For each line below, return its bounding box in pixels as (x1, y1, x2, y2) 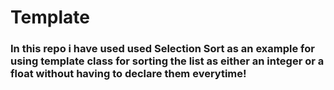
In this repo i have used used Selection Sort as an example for (10, 42, 315, 56)
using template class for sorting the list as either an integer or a (10, 54, 325, 68)
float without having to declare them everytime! (10, 67, 247, 81)
